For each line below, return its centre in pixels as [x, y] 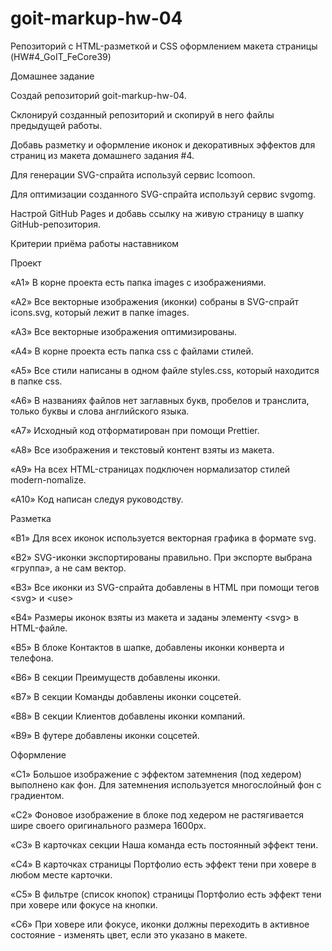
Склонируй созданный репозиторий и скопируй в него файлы [142, 114]
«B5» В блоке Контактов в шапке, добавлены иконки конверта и [147, 647]
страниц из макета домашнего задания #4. [102, 155]
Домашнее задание [52, 76]
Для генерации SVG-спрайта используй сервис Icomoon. [133, 174]
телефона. [32, 658]
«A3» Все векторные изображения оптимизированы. [123, 331]
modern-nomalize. [48, 479]
